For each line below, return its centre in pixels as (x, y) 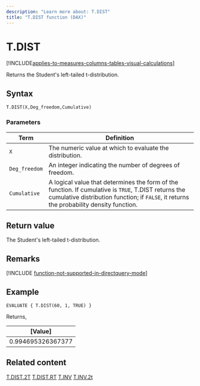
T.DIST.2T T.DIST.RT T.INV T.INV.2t (50, 377)
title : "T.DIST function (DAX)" (46, 17)
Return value (30, 225)
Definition (120, 138)
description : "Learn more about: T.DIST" (58, 12)
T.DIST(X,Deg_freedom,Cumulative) (49, 107)
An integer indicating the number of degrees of (114, 165)
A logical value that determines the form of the (113, 182)
